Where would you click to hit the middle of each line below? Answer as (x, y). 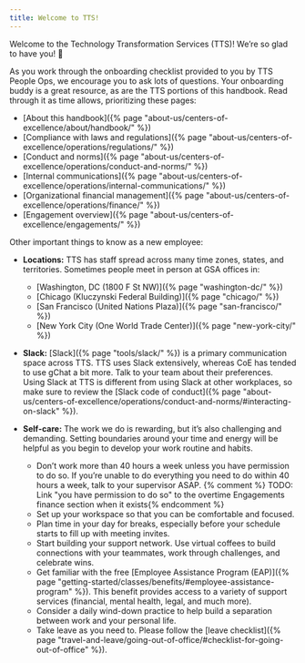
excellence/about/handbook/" (78, 127)
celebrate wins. (65, 562)
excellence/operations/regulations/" (90, 147)
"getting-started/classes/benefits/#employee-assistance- (166, 581)
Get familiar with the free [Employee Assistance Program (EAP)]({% (163, 572)
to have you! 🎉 (36, 53)
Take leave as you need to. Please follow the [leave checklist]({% (158, 630)
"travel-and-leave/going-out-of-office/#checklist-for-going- (171, 639)
